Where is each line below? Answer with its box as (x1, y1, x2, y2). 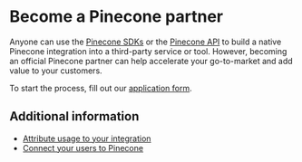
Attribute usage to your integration (22, 133, 151, 144)
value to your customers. (9, 65, 102, 76)
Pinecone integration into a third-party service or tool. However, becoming (9, 45, 287, 56)
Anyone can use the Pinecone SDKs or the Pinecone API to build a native (9, 36, 282, 47)
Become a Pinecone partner (9, 6, 224, 27)
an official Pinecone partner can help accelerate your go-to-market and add (9, 55, 293, 66)
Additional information (9, 109, 140, 124)
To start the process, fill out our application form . (9, 82, 192, 93)
